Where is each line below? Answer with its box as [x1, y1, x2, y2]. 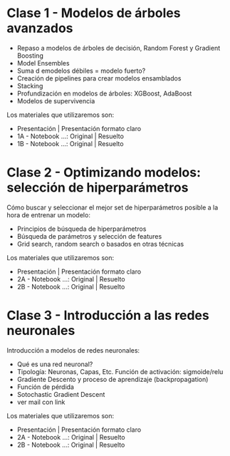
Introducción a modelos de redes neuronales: [6, 346, 140, 354]
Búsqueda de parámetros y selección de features [16, 232, 162, 240]
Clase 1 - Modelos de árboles [6, 5, 181, 21]
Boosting [16, 51, 43, 60]
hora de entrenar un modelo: [6, 210, 90, 219]
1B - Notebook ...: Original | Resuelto [16, 139, 124, 147]
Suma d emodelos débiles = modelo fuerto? [16, 66, 146, 75]
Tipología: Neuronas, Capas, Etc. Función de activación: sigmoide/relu [16, 367, 224, 375]
